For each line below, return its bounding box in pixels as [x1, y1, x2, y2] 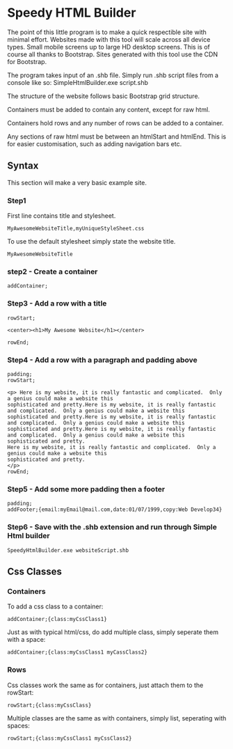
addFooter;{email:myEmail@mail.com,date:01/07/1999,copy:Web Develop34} [7, 506, 223, 513]
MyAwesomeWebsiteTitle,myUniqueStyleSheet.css [7, 225, 145, 232]
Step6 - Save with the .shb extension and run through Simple [7, 522, 217, 532]
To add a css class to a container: [7, 602, 104, 610]
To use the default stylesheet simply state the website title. [7, 237, 176, 246]
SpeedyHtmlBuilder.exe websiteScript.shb [7, 546, 129, 554]
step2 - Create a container [7, 267, 98, 276]
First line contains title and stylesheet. [7, 212, 116, 220]
